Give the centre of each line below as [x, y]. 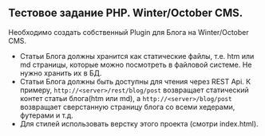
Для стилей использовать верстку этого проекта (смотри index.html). [139, 123]
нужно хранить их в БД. [61, 73]
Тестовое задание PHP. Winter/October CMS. [126, 13]
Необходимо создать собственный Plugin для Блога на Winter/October [129, 32]
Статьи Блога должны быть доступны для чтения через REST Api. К [135, 81]
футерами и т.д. [46, 115]
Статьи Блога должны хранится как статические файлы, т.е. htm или [137, 56]
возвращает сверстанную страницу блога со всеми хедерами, [127, 107]
